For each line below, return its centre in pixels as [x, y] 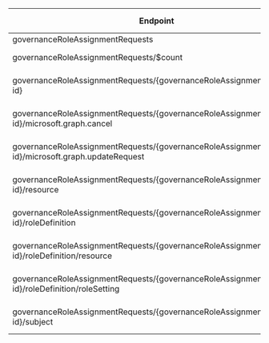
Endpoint [157, 21]
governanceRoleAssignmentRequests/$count [98, 57]
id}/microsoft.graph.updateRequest [78, 157]
